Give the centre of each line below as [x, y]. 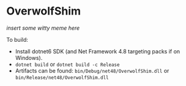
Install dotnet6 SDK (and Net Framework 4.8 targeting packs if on [98, 51]
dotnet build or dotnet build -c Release [67, 64]
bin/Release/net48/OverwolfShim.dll [62, 78]
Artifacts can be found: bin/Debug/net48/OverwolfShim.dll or [92, 70]
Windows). [29, 58]
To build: [17, 39]
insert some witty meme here [43, 28]
